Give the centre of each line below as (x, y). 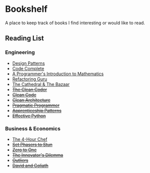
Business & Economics (33, 129)
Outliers (20, 160)
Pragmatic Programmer (36, 105)
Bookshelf (26, 9)
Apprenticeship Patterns (37, 110)
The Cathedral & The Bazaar (41, 84)
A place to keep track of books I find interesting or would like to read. (75, 23)
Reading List (25, 38)
